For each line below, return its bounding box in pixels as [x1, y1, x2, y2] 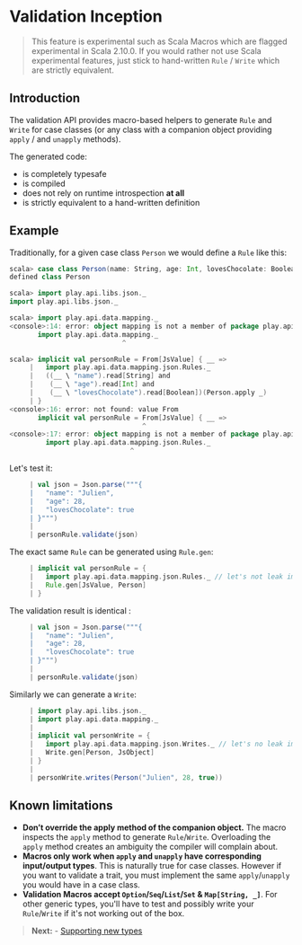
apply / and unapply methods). [9, 133, 121, 145]
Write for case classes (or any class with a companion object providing [9, 124, 272, 135]
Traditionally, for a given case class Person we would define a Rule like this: [9, 247, 288, 258]
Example [9, 223, 59, 239]
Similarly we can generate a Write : [9, 689, 138, 700]
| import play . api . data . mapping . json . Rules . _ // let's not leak [29, 572, 283, 581]
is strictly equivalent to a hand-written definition [22, 197, 200, 208]
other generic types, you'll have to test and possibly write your [22, 898, 254, 909]
